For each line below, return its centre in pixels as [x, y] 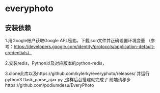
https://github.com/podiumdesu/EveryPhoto [50, 85]
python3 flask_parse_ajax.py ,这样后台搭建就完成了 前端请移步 [68, 80]
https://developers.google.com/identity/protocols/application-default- [84, 46]
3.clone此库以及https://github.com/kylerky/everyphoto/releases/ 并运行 [77, 73]
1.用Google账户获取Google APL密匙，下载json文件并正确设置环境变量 [75, 40]
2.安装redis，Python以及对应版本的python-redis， [56, 63]
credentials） [18, 53]
